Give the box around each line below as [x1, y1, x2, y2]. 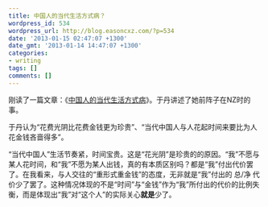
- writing [8, 57, 42, 65]
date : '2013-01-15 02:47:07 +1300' [8, 34, 128, 43]
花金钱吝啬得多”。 [8, 132, 68, 142]
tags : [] [8, 64, 38, 72]
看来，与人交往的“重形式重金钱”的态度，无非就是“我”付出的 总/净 [35, 169, 251, 179]
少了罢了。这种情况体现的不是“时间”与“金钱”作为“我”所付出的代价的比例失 [14, 179, 260, 189]
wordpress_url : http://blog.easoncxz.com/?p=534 [8, 27, 175, 35]
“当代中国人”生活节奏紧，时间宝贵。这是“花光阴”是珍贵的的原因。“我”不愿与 [8, 149, 260, 159]
